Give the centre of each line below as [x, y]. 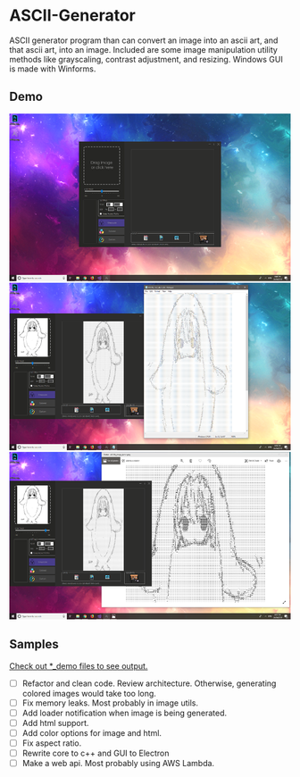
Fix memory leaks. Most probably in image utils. [110, 703]
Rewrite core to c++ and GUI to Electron [96, 753]
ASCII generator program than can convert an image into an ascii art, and [144, 40]
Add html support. [55, 723]
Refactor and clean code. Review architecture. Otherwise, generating [149, 683]
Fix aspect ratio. [52, 743]
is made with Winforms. [53, 69]
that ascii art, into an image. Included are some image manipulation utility [144, 49]
